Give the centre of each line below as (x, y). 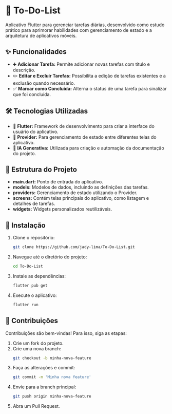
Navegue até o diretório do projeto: (50, 257)
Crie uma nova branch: (37, 348)
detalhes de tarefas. (34, 204)
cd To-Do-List (28, 267)
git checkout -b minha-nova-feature (52, 358)
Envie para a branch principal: (44, 387)
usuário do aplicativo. (35, 131)
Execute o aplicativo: (35, 295)
